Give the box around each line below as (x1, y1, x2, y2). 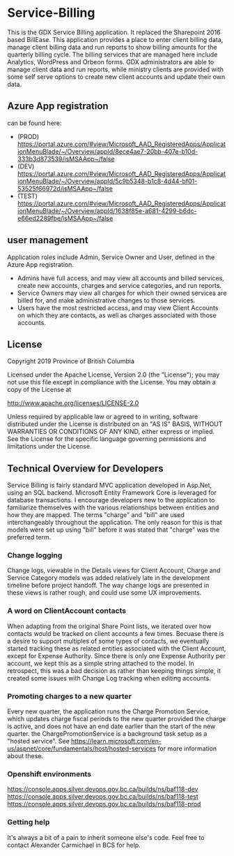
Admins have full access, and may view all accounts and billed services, (17, 274, 224, 282)
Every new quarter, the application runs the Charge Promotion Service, (7, 707, 210, 716)
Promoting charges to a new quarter (7, 691, 132, 701)
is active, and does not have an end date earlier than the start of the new (7, 722, 216, 731)
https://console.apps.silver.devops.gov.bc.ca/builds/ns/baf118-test (7, 792, 198, 801)
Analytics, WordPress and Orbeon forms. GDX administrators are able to (7, 57, 214, 66)
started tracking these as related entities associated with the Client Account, (7, 644, 226, 653)
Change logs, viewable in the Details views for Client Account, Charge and (7, 566, 221, 574)
